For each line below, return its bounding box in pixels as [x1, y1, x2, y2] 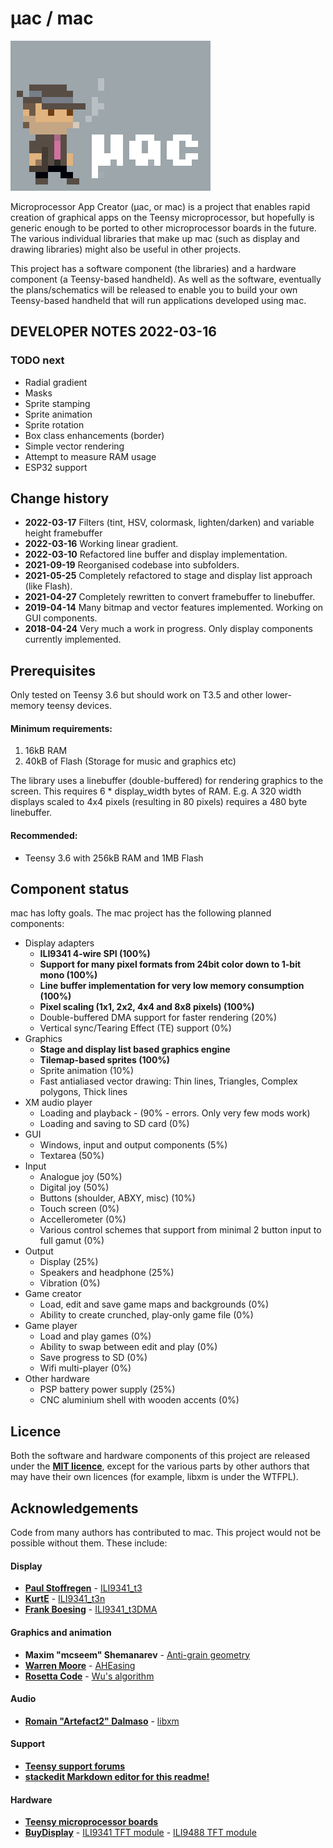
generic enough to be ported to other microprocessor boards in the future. [10, 222, 317, 234]
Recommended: [10, 830, 78, 842]
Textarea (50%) [39, 1150, 105, 1162]
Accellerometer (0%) [39, 1213, 127, 1226]
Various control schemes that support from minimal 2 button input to [39, 1224, 322, 1236]
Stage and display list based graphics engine [39, 1043, 231, 1056]
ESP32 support [24, 461, 88, 473]
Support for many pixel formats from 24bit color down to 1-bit [39, 958, 302, 971]
